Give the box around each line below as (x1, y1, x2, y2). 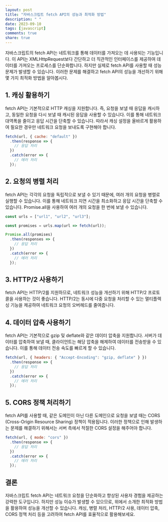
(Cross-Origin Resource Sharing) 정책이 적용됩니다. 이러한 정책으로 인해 (5, 419, 149, 425)
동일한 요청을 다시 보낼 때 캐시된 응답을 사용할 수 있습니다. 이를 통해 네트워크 (12, 111, 161, 117)
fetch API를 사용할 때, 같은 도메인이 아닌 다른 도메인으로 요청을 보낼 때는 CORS (5, 413, 160, 419)
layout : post (5, 7, 33, 13)
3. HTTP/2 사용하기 (5, 275, 64, 284)
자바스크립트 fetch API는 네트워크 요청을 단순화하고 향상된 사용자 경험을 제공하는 (5, 492, 163, 498)
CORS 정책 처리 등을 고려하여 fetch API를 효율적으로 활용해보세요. (5, 511, 135, 517)
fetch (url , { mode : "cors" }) (5, 435, 69, 440)
